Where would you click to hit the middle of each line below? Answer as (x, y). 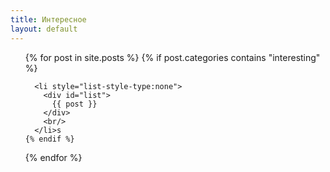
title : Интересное (48, 19)
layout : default (44, 29)
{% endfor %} (53, 157)
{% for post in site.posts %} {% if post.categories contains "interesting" (172, 57)
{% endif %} (49, 139)
